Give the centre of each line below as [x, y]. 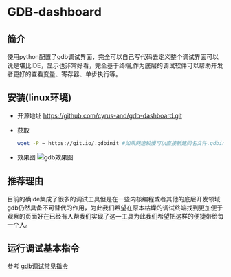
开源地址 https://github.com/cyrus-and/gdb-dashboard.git [99, 115]
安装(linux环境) [40, 98]
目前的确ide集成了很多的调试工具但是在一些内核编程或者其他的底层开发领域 [114, 199]
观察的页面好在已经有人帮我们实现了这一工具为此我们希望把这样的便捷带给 [112, 216]
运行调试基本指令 [43, 248]
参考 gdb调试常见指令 [38, 266]
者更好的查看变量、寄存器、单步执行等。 [64, 74]
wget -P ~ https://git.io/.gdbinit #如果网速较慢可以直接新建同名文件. [113, 143]
